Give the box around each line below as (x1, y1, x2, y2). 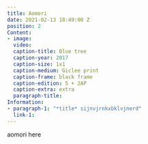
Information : (7, 99, 44, 106)
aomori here (7, 130, 42, 139)
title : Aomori (7, 10, 48, 17)
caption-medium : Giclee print (13, 67, 99, 74)
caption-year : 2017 (13, 55, 69, 61)
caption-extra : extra (13, 86, 75, 93)
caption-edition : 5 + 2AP (13, 80, 87, 87)
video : (13, 42, 32, 48)
